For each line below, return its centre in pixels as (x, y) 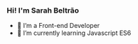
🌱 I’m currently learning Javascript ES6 (74, 33)
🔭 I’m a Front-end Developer (58, 26)
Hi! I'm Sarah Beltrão (43, 10)
